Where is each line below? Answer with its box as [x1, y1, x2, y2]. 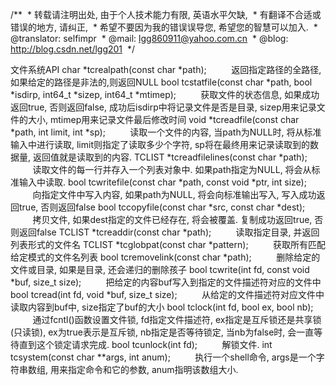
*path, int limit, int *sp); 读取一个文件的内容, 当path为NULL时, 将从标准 [10, 126, 322, 138]
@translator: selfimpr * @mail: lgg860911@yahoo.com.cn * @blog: [10, 33, 289, 44]
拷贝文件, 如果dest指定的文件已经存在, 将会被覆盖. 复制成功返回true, [32, 214, 313, 225]
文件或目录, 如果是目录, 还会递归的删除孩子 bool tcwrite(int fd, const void [10, 264, 310, 275]
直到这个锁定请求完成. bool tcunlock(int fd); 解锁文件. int [18, 339, 273, 350]
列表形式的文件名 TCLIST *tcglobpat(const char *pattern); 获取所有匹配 [10, 239, 326, 250]
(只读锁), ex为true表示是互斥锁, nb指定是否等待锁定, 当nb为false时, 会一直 [10, 326, 315, 338]
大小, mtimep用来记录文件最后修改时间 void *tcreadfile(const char [27, 114, 300, 125]
